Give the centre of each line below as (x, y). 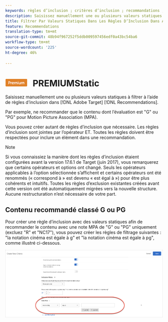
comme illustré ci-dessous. (33, 243)
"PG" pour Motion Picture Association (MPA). (51, 117)
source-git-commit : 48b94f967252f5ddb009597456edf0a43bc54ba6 (71, 37)
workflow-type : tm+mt (28, 42)
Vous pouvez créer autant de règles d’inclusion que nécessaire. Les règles (82, 127)
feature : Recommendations (32, 26)
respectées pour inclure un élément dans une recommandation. (70, 138)
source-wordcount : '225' (31, 47)
